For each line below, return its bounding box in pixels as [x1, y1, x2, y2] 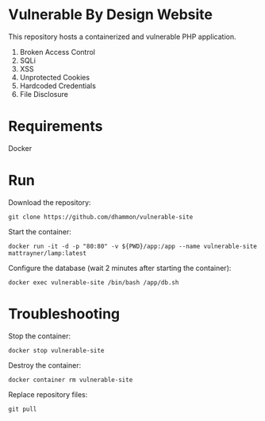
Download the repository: [8, 197, 91, 207]
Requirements [8, 118, 103, 136]
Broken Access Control [19, 47, 95, 56]
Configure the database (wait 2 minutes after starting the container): [8, 263, 232, 272]
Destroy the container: [8, 360, 82, 370]
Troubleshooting [8, 305, 121, 323]
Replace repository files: [8, 389, 88, 399]
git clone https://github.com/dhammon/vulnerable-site [8, 213, 194, 221]
